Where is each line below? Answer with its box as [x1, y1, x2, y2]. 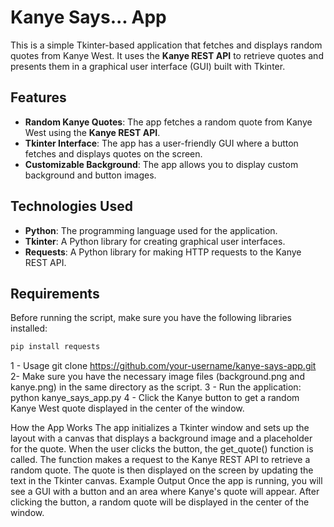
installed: [10, 322, 48, 335]
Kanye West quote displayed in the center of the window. [10, 402, 245, 415]
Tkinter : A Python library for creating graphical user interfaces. [24, 235, 286, 247]
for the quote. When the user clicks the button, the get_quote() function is [10, 443, 314, 455]
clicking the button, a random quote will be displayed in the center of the [10, 496, 310, 508]
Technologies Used [10, 198, 133, 215]
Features [10, 89, 67, 106]
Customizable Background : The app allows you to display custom [24, 158, 299, 170]
